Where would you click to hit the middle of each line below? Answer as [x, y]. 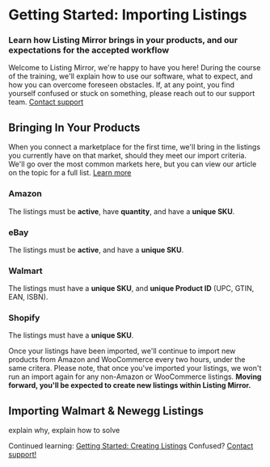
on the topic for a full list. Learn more [70, 173]
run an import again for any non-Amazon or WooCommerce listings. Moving [135, 377]
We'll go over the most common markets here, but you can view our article [133, 164]
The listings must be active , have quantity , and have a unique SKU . [122, 211]
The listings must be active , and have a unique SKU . [96, 250]
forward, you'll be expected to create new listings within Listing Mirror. [130, 385]
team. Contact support [46, 102]
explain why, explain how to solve [64, 431]
